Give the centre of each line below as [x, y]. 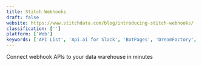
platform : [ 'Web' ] [29, 34]
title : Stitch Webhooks [36, 12]
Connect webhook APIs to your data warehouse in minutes [80, 57]
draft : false [23, 17]
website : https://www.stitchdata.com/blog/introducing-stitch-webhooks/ [100, 23]
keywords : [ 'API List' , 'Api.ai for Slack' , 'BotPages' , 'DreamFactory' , [102, 40]
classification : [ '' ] [34, 28]
